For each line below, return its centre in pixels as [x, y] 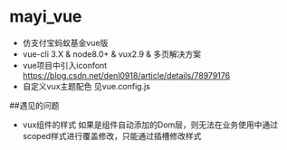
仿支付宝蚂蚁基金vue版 [65, 42]
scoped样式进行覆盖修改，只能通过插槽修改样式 [112, 136]
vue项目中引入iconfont [65, 65]
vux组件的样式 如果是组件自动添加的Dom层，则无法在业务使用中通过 [150, 125]
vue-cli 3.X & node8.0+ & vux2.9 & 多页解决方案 [112, 54]
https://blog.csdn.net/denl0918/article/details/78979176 [126, 75]
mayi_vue [46, 17]
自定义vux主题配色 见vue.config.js [86, 86]
